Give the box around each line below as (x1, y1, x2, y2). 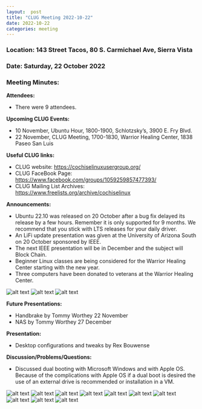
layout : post (6, 8, 42, 15)
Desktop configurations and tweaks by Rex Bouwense (15, 342, 150, 349)
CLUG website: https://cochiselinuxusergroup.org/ (15, 163, 141, 171)
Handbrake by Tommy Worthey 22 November (15, 312, 128, 319)
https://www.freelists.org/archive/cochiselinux (15, 189, 131, 197)
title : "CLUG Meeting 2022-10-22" (6, 15, 94, 21)
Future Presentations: (6, 300, 62, 307)
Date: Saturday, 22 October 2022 (6, 62, 106, 70)
